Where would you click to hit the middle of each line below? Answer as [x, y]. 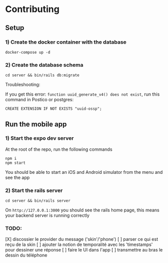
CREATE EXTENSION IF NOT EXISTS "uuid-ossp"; [53, 109]
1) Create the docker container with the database [66, 42]
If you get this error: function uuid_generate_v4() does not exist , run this [82, 94]
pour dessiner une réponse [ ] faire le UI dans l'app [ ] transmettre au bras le [84, 250]
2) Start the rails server [34, 190]
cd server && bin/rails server [38, 201]
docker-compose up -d [28, 52]
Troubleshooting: [23, 85]
